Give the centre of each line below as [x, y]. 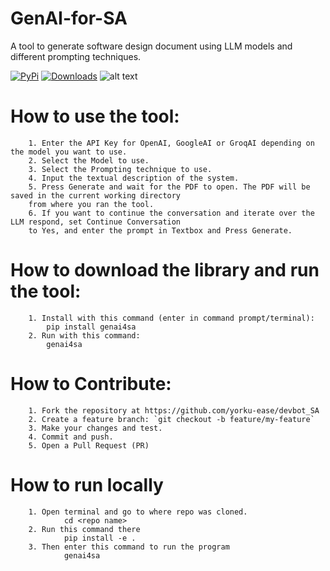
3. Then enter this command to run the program [129, 547]
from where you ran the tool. [91, 204]
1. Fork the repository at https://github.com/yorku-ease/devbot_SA [174, 410]
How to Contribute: [91, 384]
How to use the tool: [95, 116]
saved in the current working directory [96, 195]
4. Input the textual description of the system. [134, 178]
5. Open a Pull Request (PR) [89, 445]
